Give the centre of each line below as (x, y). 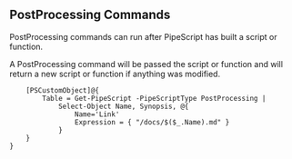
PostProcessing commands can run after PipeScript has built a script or (143, 36)
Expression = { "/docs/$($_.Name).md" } (152, 122)
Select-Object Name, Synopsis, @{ (123, 106)
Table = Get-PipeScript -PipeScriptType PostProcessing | (154, 98)
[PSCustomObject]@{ (63, 90)
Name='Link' (97, 114)
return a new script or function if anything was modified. (115, 74)
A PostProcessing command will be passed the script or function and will (146, 64)
